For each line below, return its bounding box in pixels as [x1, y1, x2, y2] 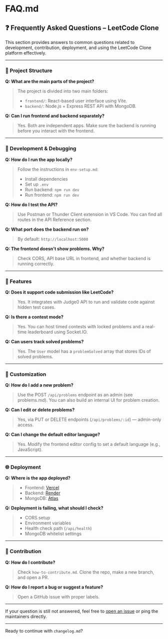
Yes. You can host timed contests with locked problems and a [17, 323, 144, 329]
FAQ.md [5, 3, 39, 15]
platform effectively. [5, 50, 46, 56]
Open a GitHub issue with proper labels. [17, 593, 100, 599]
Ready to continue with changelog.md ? [5, 627, 83, 633]
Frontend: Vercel [24, 485, 59, 491]
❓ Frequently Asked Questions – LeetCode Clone [5, 24, 159, 32]
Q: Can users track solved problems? [5, 338, 84, 344]
